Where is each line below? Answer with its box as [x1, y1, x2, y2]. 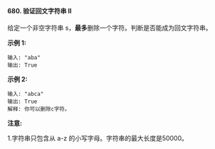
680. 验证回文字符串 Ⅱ [7, 6, 72, 15]
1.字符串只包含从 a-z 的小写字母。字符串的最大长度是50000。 [7, 134, 189, 143]
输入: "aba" [7, 54, 41, 62]
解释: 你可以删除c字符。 [7, 106, 70, 113]
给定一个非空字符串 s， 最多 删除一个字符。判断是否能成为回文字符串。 [7, 23, 212, 32]
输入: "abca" [7, 91, 44, 98]
